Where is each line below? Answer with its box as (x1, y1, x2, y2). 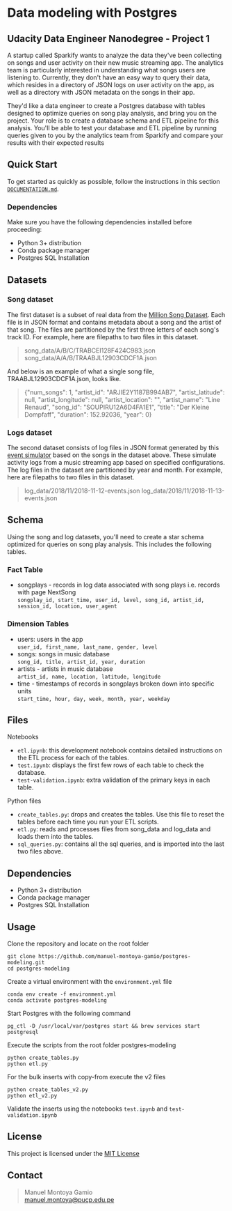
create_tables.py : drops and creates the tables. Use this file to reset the (17, 810, 224, 819)
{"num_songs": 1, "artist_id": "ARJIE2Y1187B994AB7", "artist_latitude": (24, 388, 225, 396)
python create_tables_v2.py (7, 1086, 89, 1093)
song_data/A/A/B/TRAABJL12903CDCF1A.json (24, 353, 158, 362)
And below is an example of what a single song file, (7, 367, 154, 376)
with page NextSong (17, 588, 76, 596)
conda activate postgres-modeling (7, 996, 108, 1004)
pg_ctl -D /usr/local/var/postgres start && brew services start (7, 1022, 200, 1029)
